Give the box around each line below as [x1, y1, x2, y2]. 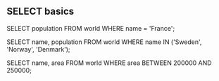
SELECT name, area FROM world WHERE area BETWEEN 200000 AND [6, 59, 212, 67]
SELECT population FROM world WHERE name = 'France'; [6, 24, 175, 32]
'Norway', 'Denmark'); [6, 45, 71, 53]
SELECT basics [6, 6, 75, 17]
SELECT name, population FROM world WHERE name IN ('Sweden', [6, 38, 202, 46]
